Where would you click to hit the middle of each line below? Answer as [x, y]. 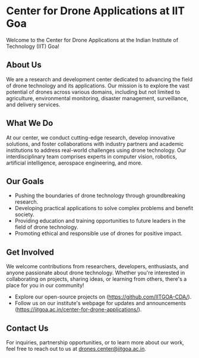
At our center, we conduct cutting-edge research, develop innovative [91, 137]
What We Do [30, 123]
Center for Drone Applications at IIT [96, 11]
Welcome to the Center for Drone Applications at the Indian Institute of [92, 40]
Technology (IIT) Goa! [33, 46]
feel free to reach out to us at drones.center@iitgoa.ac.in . [76, 349]
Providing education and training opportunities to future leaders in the [100, 221]
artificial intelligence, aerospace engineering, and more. [74, 163]
